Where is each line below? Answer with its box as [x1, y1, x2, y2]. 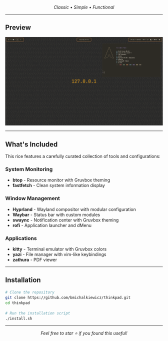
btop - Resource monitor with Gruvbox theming [12, 177, 110, 183]
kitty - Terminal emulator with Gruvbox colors [12, 246, 107, 252]
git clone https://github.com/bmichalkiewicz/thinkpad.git [5, 295, 131, 300]
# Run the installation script [5, 311, 70, 316]
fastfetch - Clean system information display [12, 182, 105, 188]
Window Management [5, 195, 60, 202]
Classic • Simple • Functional [53, 4, 114, 10]
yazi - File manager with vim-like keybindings [12, 251, 106, 257]
